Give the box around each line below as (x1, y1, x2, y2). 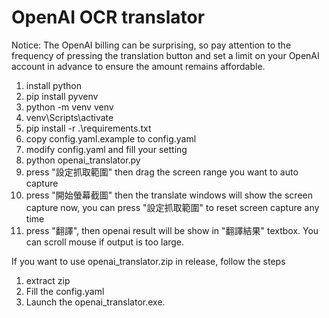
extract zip (25, 274, 71, 286)
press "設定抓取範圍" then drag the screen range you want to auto (25, 166, 299, 178)
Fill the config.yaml (25, 285, 105, 297)
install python (25, 79, 82, 91)
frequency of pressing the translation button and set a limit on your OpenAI (11, 49, 320, 61)
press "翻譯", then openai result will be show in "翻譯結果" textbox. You (25, 224, 319, 236)
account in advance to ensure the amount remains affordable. (11, 60, 266, 72)
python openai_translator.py (25, 154, 141, 166)
